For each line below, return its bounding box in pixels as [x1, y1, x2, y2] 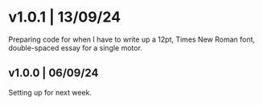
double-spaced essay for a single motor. [8, 42, 143, 52]
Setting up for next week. [8, 87, 92, 97]
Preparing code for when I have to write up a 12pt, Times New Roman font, [8, 34, 256, 44]
